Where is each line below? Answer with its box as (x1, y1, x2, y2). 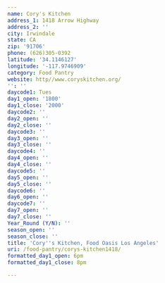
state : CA (7, 37, 37, 44)
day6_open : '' (7, 194, 49, 201)
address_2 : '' (7, 23, 49, 30)
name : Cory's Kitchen (7, 10, 71, 18)
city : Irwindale (7, 30, 55, 37)
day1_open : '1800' (7, 96, 61, 103)
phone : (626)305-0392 (7, 50, 71, 57)
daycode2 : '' (7, 108, 46, 115)
